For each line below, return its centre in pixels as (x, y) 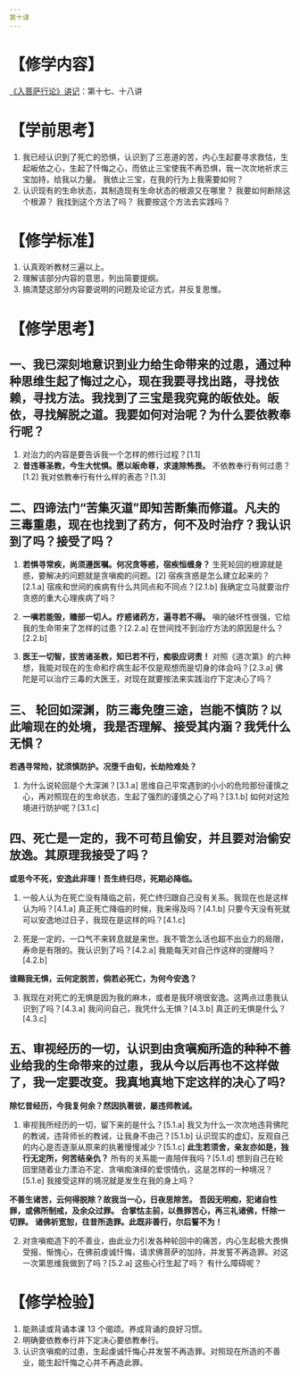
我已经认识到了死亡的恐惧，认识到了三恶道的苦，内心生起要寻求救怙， (151, 156)
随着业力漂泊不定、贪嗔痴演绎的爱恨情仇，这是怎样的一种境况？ (155, 1169)
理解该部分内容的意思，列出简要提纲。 (92, 279)
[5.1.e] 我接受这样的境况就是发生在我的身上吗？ (108, 1180)
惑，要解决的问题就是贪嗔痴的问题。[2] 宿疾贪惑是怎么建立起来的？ (146, 576)
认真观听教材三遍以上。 (65, 267)
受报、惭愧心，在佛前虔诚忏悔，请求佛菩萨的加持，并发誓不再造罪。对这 (155, 1252)
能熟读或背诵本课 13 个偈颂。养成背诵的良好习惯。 (115, 1329)
